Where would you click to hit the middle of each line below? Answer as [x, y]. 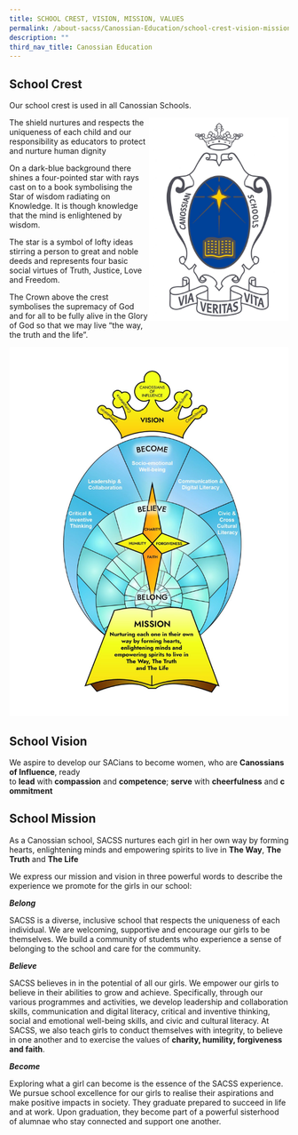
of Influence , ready [45, 772]
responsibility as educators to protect [78, 141]
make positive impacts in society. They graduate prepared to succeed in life [148, 1102]
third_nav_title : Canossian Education [81, 47]
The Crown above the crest [59, 297]
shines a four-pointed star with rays [74, 178]
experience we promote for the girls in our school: [101, 885]
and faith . [27, 1049]
